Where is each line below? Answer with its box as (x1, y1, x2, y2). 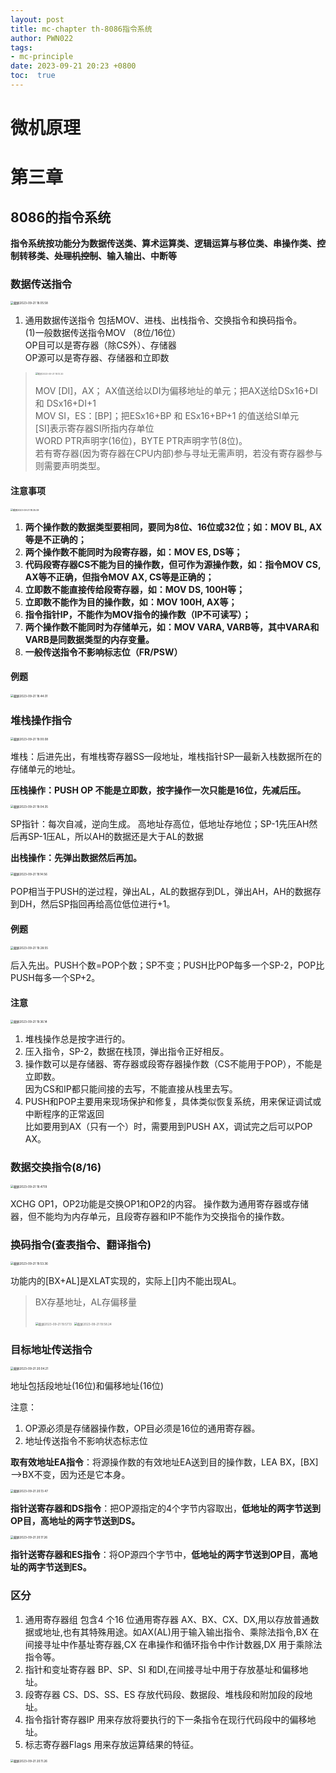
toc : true (10, 71, 56, 81)
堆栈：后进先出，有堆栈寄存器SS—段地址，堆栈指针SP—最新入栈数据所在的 (10, 751, 322, 763)
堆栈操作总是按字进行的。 (24, 1033, 131, 1045)
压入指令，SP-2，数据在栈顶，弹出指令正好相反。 (24, 1046, 230, 1058)
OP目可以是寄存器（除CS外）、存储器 (24, 339, 177, 351)
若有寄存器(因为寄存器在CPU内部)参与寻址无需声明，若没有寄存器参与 (34, 447, 323, 460)
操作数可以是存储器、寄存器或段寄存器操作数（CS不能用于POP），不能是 (24, 1058, 323, 1070)
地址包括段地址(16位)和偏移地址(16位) (10, 1380, 165, 1392)
